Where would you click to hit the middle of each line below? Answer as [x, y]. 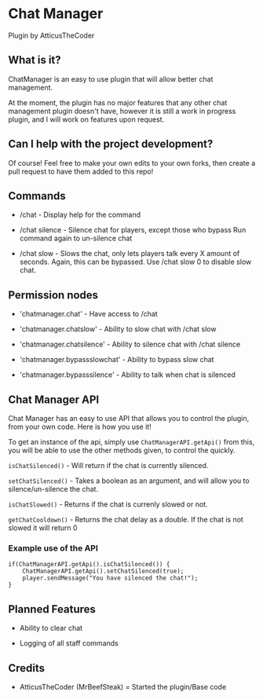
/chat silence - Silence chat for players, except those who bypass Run [133, 230]
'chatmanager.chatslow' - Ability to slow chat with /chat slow [118, 329]
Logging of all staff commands [69, 643]
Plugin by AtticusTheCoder [51, 35]
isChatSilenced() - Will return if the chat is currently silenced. [108, 465]
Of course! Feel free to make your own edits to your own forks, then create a [132, 163]
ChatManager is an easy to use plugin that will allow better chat [111, 79]
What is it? [35, 60]
